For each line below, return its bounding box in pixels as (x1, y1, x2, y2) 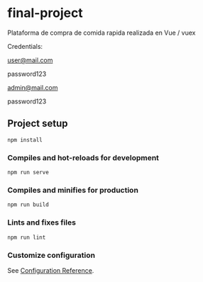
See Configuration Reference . (7, 266, 94, 274)
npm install (7, 136, 43, 143)
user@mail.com (7, 55, 53, 64)
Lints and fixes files (7, 218, 77, 227)
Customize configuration (7, 250, 96, 260)
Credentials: (7, 42, 43, 50)
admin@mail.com (7, 83, 58, 91)
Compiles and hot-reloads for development (7, 152, 160, 162)
